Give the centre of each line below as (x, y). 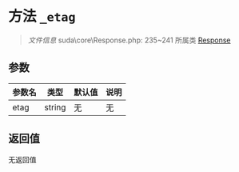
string (55, 107)
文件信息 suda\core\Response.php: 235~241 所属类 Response (129, 40)
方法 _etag (42, 16)
